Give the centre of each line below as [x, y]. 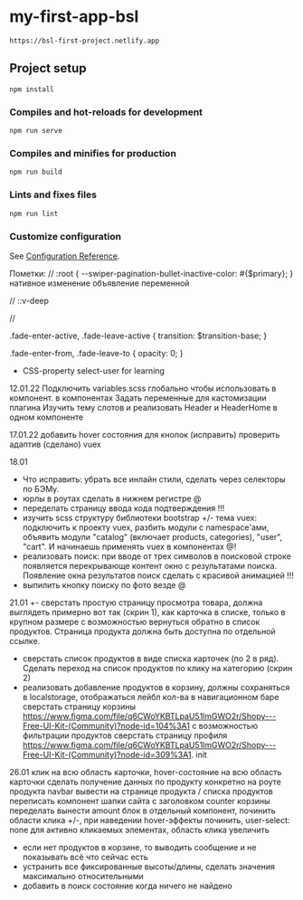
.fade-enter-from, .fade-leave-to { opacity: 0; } [96, 353]
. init [199, 754]
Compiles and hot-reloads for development [106, 112]
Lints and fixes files [53, 194]
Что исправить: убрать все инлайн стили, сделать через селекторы [154, 479]
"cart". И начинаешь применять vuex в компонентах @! [129, 546]
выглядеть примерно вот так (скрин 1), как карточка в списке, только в [147, 611]
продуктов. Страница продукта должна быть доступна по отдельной [142, 631]
